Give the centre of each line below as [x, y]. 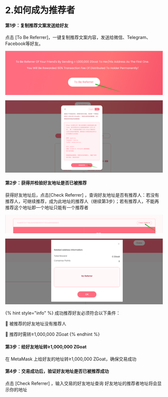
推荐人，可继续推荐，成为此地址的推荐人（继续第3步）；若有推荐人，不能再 [82, 201]
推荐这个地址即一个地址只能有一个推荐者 [47, 207]
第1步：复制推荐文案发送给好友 [37, 25]
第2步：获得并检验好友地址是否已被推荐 [46, 183]
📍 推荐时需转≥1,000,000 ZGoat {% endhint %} [52, 334]
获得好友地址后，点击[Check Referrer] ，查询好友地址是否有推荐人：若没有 [82, 195]
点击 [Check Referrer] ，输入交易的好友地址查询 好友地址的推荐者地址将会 [81, 383]
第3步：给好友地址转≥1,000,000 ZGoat [46, 347]
